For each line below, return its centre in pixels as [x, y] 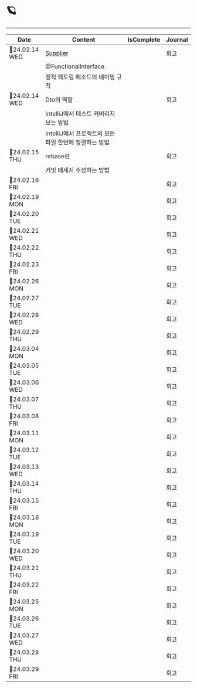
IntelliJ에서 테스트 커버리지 [80, 113]
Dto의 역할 [59, 100]
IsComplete [144, 39]
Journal [177, 39]
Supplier [57, 53]
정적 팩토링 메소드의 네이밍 [80, 77]
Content [84, 39]
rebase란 [58, 156]
